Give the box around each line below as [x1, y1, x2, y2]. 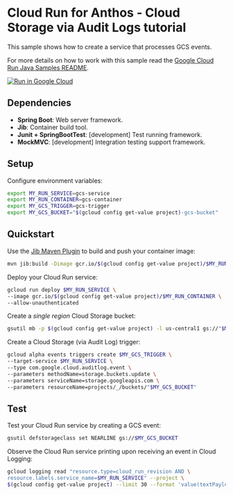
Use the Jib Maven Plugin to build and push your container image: [7, 247, 196, 255]
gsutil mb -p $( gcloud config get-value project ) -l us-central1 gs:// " [7, 325, 222, 332]
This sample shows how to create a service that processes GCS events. [7, 42, 212, 51]
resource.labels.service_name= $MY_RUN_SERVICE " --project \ [7, 475, 185, 482]
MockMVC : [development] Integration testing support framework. [17, 138, 206, 146]
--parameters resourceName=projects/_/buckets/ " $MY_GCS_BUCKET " [7, 384, 197, 391]
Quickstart [7, 228, 55, 241]
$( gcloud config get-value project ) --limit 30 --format [7, 481, 175, 488]
